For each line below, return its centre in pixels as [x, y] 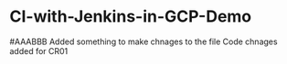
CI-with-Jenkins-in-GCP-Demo [131, 17]
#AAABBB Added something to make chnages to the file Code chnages [143, 41]
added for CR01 [39, 50]
